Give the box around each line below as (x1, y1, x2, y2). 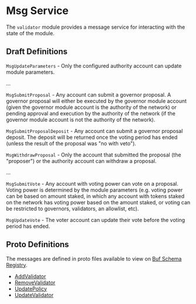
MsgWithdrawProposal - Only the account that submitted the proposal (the (6, 151, 181, 158)
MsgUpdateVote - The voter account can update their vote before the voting (6, 216, 185, 223)
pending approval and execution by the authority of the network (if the (6, 110, 176, 117)
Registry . (6, 261, 27, 268)
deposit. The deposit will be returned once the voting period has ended (6, 134, 178, 141)
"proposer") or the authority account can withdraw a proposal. (6, 157, 157, 165)
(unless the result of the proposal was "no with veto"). (6, 139, 136, 147)
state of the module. (6, 29, 55, 36)
